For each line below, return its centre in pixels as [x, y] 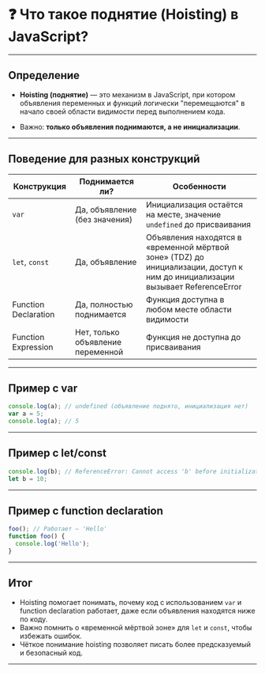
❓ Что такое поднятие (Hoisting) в [123, 15]
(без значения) [103, 219]
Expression [33, 346]
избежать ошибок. [51, 636]
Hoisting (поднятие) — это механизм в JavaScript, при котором [127, 94]
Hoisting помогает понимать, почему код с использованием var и [131, 602]
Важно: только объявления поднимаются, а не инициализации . [130, 127]
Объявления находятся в [194, 237]
